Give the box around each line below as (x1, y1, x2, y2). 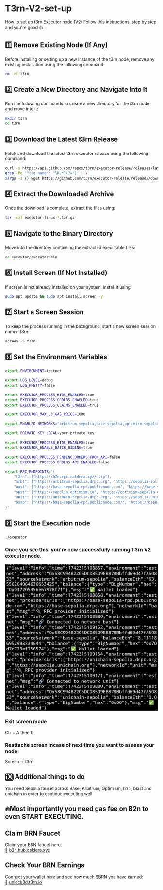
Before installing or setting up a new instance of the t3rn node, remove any (5, 56, 155, 62)
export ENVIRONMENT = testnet (5, 369, 62, 374)
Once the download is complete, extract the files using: (5, 205, 115, 211)
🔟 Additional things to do (5, 773, 85, 781)
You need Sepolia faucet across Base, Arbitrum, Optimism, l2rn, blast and (5, 786, 152, 791)
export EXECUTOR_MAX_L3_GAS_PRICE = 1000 (5, 412, 86, 417)
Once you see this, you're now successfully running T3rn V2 (5, 547, 151, 553)
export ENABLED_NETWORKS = (5, 421, 57, 427)
